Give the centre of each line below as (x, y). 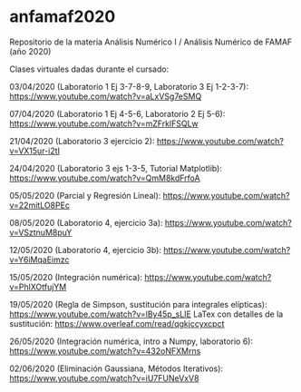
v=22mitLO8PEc (40, 205)
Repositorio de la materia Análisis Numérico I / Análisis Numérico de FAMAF (151, 42)
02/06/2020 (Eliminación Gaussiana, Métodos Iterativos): (117, 368)
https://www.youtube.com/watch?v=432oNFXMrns (105, 350)
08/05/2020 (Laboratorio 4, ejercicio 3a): (86, 222)
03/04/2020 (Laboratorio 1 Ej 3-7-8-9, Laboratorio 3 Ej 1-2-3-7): (129, 86)
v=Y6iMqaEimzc (39, 260)
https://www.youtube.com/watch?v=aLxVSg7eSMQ (106, 96)
